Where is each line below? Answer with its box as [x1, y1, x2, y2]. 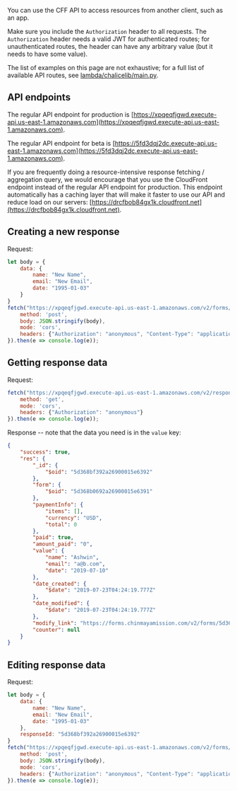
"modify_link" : [32, 619, 78, 627]
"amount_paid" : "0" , [32, 541, 93, 548]
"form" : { [32, 481, 61, 489]
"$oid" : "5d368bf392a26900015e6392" [44, 468, 153, 475]
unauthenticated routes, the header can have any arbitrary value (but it [7, 42, 213, 50]
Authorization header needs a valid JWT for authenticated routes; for [7, 35, 210, 43]
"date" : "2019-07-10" [44, 567, 109, 574]
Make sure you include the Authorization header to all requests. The [7, 28, 207, 35]
